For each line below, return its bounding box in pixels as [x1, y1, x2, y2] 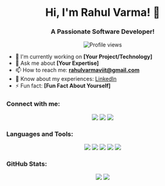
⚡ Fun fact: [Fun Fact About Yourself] [15, 82, 111, 89]
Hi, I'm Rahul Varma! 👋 [45, 6, 161, 20]
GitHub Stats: [6, 160, 48, 168]
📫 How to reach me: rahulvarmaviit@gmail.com [15, 67, 140, 74]
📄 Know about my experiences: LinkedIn [15, 75, 117, 83]
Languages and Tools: [6, 130, 73, 138]
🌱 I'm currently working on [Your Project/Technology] [15, 53, 153, 61]
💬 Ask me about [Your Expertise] [15, 59, 99, 67]
